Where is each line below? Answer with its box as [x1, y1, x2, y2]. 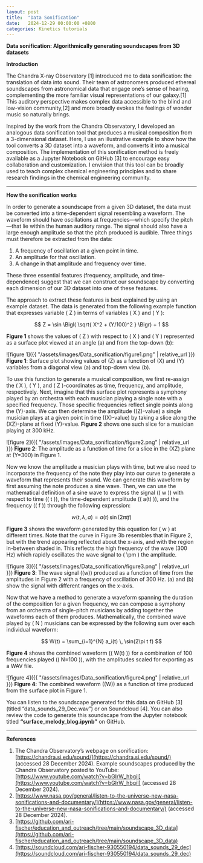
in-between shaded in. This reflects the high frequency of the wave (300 [6, 544, 187, 552]
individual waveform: [6, 626, 59, 633]
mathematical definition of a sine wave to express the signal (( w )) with [6, 489, 184, 497]
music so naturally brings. [6, 111, 71, 118]
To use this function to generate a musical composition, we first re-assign [6, 375, 190, 383]
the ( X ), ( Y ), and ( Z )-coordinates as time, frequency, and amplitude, [6, 382, 183, 389]
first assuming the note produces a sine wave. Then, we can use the [6, 483, 176, 490]
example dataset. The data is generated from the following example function [6, 303, 196, 310]
